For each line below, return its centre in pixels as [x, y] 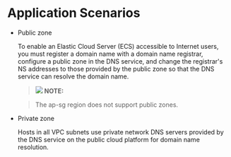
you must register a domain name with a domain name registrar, [110, 54]
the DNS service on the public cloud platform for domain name [108, 139]
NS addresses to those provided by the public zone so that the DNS [116, 69]
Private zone [36, 118]
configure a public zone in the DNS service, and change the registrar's [120, 61]
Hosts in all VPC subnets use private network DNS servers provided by [120, 132]
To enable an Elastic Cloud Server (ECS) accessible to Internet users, [118, 46]
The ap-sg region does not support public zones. [107, 105]
